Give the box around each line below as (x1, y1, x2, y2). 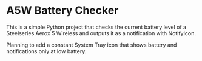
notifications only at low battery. (6, 47, 87, 54)
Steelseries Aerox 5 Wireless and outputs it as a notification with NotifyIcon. (6, 29, 196, 36)
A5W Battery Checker (6, 4, 119, 17)
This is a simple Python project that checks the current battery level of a (6, 23, 187, 30)
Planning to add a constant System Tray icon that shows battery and (6, 41, 177, 48)
